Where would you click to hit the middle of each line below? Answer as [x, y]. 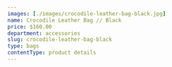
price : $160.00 [30, 27]
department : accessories [44, 33]
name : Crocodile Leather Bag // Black [64, 20]
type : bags [23, 46]
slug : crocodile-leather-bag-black [60, 40]
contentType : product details [52, 53]
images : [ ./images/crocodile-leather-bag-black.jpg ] [87, 14]
